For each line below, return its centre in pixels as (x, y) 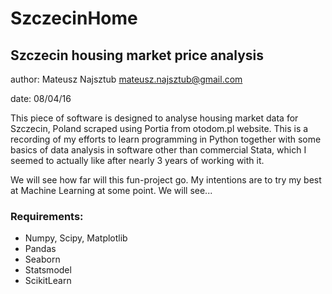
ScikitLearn (48, 281)
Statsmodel (48, 270)
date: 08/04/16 (41, 98)
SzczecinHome (74, 18)
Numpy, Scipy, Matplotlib (76, 238)
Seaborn (42, 259)
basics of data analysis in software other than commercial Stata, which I (158, 150)
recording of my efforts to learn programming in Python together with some (166, 139)
